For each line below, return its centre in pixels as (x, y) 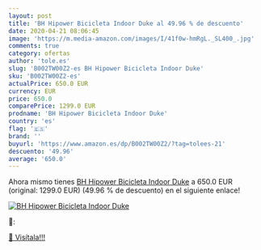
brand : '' (25, 136)
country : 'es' (32, 121)
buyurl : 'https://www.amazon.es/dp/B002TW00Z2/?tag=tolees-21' (117, 144)
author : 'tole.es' (39, 61)
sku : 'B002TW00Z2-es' (45, 76)
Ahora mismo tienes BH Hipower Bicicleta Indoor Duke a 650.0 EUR (120, 182)
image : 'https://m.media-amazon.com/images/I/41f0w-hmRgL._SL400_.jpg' (131, 38)
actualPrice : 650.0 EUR (48, 83)
